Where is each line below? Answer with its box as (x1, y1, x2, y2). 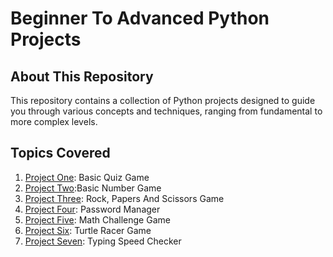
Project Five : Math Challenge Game (24, 213, 171, 226)
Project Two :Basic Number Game (24, 182, 162, 194)
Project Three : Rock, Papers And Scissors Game (24, 192, 225, 204)
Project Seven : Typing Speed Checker (24, 235, 182, 247)
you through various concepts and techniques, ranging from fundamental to (10, 105, 323, 117)
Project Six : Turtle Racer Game (24, 224, 152, 236)
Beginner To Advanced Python (10, 7, 270, 30)
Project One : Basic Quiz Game (24, 171, 150, 183)
